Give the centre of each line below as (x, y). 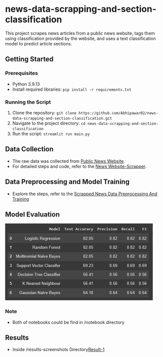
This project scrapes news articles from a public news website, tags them (80, 33)
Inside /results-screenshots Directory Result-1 (58, 350)
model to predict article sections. (39, 43)
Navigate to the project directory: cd (49, 123)
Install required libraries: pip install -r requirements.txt (72, 89)
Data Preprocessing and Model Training (67, 182)
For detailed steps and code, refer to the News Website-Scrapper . (79, 166)
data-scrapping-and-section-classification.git (62, 118)
